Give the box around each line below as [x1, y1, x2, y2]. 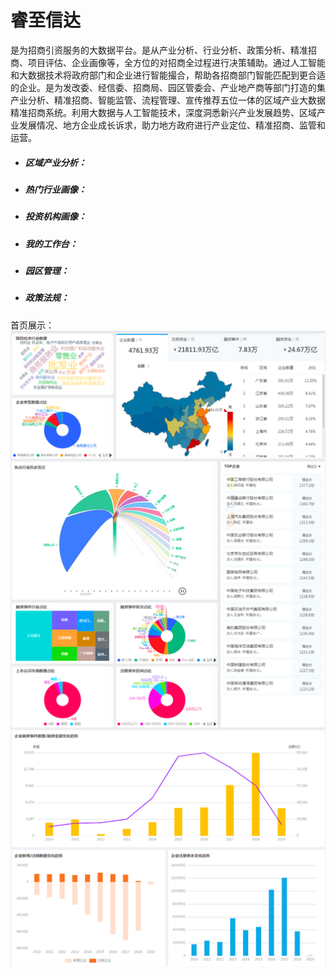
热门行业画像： [24, 183, 87, 195]
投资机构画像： [24, 211, 87, 223]
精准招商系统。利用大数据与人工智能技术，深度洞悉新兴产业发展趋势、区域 [10, 106, 317, 118]
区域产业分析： [24, 156, 87, 168]
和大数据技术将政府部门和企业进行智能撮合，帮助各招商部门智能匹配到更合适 [10, 69, 326, 81]
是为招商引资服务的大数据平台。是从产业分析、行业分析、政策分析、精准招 [10, 44, 317, 56]
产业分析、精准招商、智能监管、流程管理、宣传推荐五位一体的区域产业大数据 [10, 94, 326, 106]
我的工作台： [24, 237, 78, 250]
